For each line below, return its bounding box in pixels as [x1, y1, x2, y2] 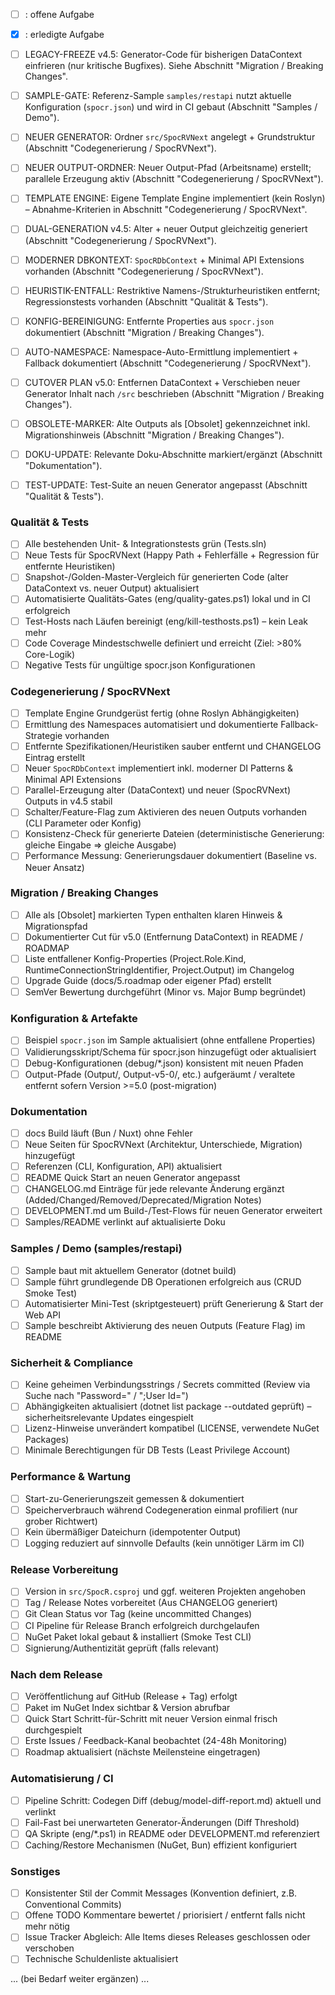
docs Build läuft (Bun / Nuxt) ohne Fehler [24, 1127, 193, 1139]
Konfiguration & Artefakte [10, 1012, 138, 1026]
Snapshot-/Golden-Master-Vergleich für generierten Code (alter [24, 571, 289, 583]
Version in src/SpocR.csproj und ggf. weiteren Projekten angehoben [24, 1585, 306, 1598]
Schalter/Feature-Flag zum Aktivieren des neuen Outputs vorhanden [24, 806, 307, 818]
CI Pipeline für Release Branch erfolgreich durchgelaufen [24, 1619, 260, 1631]
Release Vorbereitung [10, 1562, 119, 1576]
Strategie [24, 730, 63, 742]
